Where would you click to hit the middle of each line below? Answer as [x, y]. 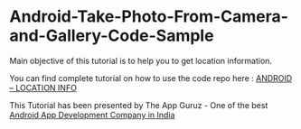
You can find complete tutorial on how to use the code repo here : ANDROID [151, 78]
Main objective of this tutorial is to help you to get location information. [141, 60]
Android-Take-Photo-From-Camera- [149, 17]
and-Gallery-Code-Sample [112, 36]
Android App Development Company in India [92, 115]
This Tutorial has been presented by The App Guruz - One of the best [139, 105]
